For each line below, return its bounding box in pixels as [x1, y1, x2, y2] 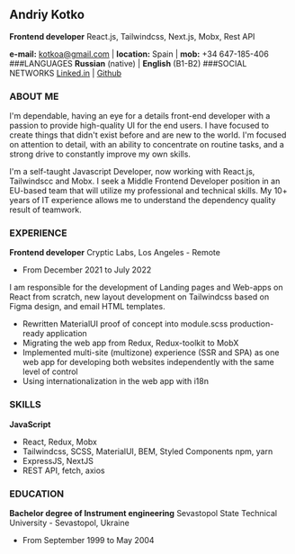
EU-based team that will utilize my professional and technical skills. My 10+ [9, 185, 288, 196]
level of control [22, 366, 78, 377]
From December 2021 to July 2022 [22, 264, 152, 275]
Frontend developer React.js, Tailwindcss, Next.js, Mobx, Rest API [9, 31, 255, 41]
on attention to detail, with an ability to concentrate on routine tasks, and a [9, 139, 285, 150]
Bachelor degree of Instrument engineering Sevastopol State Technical [9, 508, 277, 518]
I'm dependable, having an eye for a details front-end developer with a [9, 111, 271, 121]
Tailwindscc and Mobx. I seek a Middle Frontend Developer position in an [9, 175, 281, 187]
